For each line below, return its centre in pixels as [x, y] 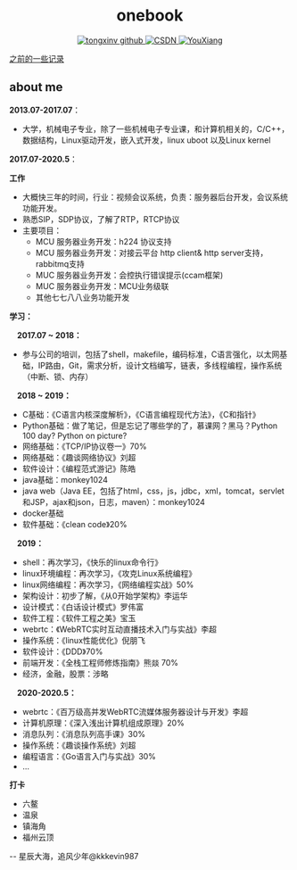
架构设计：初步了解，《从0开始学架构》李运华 [105, 595]
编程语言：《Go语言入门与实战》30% [89, 756]
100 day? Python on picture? [74, 435]
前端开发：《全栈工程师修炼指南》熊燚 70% [100, 662]
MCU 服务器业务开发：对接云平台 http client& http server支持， [152, 253]
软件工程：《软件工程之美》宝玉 [79, 617]
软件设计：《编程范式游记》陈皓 [79, 468]
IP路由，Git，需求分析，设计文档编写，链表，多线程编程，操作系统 [160, 365]
